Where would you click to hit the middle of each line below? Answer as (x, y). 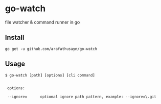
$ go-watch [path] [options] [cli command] (50, 75)
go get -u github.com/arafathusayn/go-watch (51, 49)
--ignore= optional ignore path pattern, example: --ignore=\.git (82, 97)
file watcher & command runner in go (43, 22)
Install (15, 38)
